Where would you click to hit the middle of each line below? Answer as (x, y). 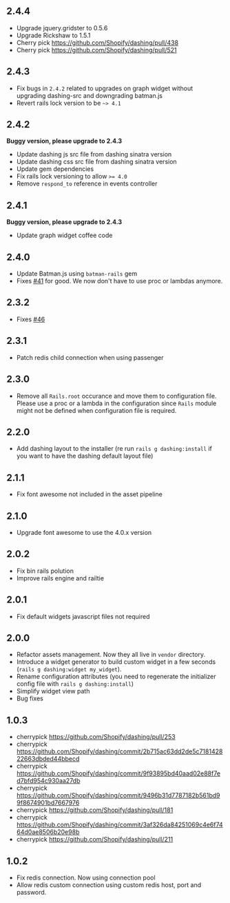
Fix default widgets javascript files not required (83, 616)
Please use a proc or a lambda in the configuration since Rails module (116, 403)
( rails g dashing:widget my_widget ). (69, 669)
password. (31, 892)
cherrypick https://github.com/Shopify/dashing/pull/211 (95, 840)
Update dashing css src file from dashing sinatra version (96, 162)
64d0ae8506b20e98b (48, 832)
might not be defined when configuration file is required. (96, 410)
